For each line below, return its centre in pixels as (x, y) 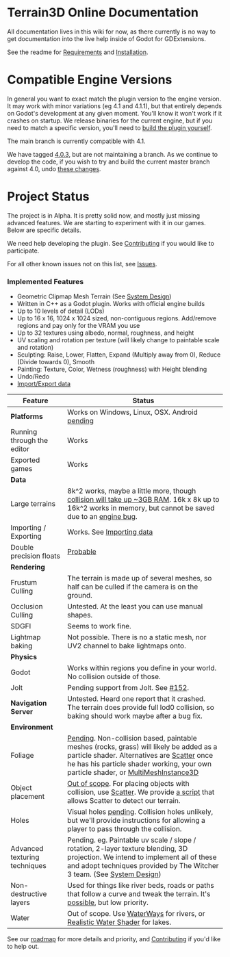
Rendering (28, 567)
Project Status (49, 197)
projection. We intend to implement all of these (142, 857)
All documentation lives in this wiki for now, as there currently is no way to (111, 31)
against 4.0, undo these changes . (54, 168)
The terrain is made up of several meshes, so (140, 578)
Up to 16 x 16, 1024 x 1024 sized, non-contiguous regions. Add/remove (117, 318)
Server (22, 712)
